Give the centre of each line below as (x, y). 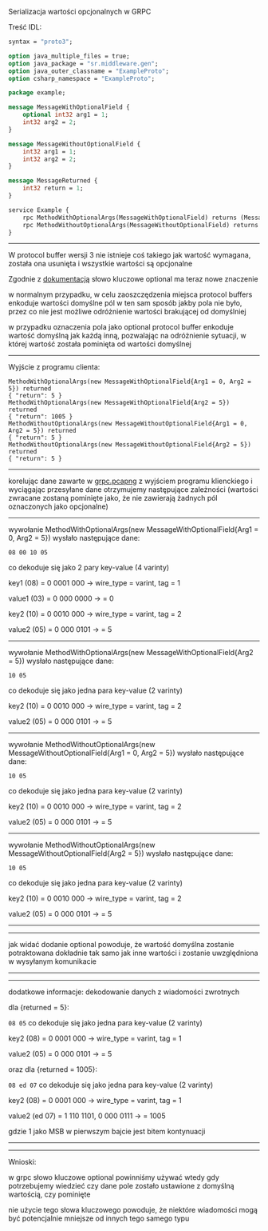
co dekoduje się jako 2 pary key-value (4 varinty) (89, 568)
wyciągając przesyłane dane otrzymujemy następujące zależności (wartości (133, 490)
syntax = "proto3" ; (41, 42)
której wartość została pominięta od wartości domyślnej (100, 344)
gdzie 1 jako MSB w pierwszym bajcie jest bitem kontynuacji (107, 1132)
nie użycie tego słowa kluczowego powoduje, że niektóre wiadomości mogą (133, 1210)
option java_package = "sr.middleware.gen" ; (83, 63)
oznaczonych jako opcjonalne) (59, 506)
